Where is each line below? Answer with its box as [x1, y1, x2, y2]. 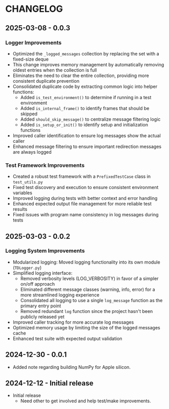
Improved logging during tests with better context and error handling [12, 195, 158, 201]
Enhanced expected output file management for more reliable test [12, 201, 152, 207]
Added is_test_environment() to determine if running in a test [20, 94, 152, 100]
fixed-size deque [12, 56, 49, 62]
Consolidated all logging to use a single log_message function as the [20, 297, 163, 303]
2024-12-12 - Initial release [5, 379, 94, 388]
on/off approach [20, 281, 55, 287]
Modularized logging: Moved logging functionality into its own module [12, 259, 160, 265]
